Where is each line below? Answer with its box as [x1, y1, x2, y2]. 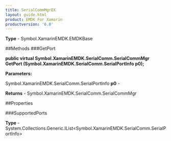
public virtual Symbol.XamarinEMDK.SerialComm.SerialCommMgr [5, 55, 150, 62]
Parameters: [5, 71, 32, 77]
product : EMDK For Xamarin [5, 17, 63, 22]
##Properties [5, 100, 33, 106]
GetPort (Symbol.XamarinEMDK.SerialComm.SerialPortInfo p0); [5, 61, 144, 67]
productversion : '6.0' [5, 21, 54, 27]
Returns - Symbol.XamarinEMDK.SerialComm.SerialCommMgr [5, 90, 137, 97]
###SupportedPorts [5, 110, 47, 116]
